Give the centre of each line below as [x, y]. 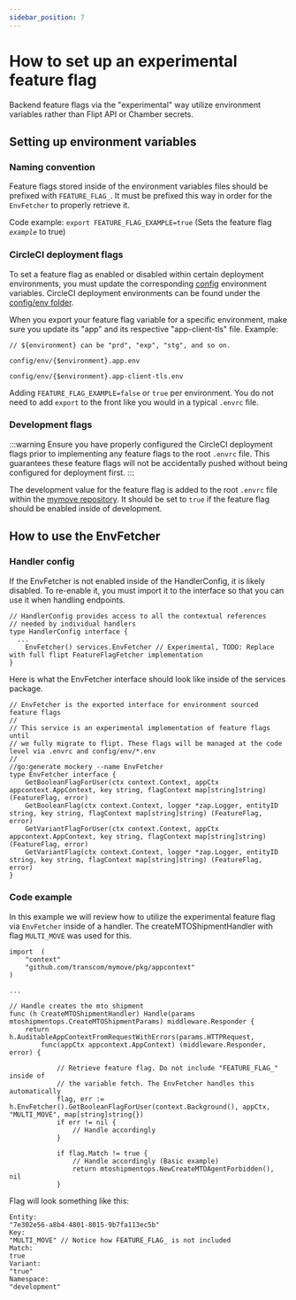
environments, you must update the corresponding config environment [138, 284]
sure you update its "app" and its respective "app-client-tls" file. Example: [144, 329]
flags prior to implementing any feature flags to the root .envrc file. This [140, 454]
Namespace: [29, 1279]
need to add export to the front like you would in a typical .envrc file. [134, 402]
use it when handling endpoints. [67, 600]
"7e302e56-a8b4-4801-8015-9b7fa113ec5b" [85, 1225]
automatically [35, 1091]
